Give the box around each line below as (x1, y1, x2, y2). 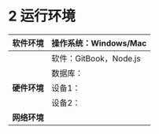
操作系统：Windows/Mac (51, 37, 147, 48)
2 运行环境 (8, 7, 76, 25)
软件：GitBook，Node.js (51, 53, 141, 64)
